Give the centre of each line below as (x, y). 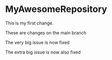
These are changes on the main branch (46, 32)
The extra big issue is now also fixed (43, 52)
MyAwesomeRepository (56, 9)
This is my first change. (29, 23)
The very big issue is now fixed (37, 42)
